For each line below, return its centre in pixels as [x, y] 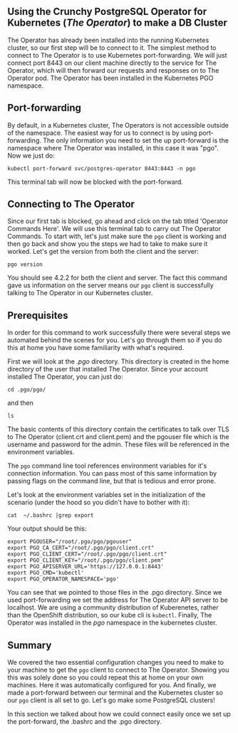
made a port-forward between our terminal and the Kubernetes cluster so [115, 693]
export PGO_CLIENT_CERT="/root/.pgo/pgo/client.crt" [87, 554]
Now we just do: [31, 155]
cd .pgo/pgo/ [27, 390]
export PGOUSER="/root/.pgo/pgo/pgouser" [70, 542]
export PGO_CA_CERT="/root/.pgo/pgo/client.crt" [81, 548]
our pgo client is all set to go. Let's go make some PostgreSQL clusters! [111, 700]
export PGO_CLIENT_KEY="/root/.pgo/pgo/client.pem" [86, 560]
